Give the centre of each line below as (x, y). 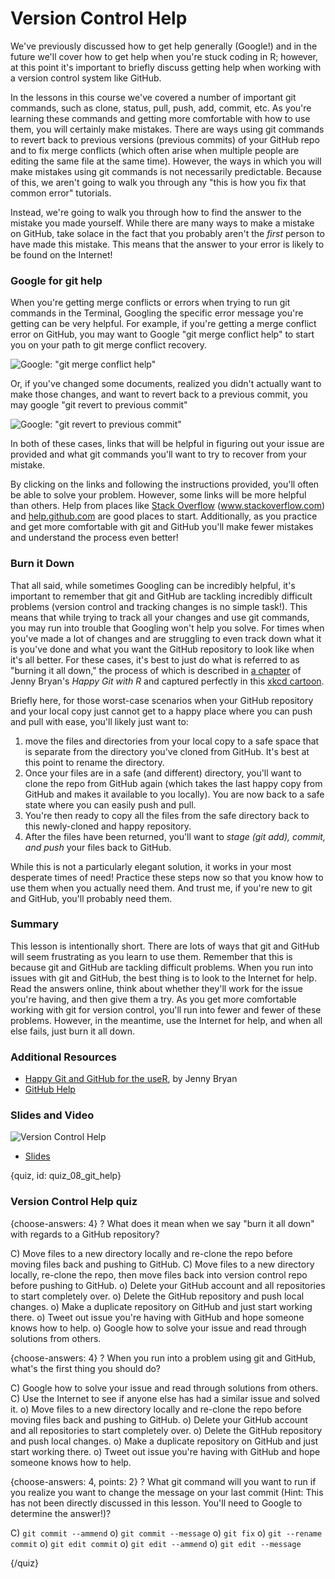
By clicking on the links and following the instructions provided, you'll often (165, 484)
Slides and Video (52, 1115)
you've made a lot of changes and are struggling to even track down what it (166, 638)
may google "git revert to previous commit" (99, 405)
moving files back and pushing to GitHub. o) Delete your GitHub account (159, 1419)
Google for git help (56, 280)
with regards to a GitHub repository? (85, 1234)
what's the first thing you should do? (86, 1368)
